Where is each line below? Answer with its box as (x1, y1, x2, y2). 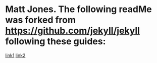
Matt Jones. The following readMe (5, 4, 152, 15)
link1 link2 (5, 52, 26, 58)
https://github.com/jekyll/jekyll (5, 25, 140, 36)
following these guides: (5, 36, 106, 47)
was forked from (5, 14, 76, 26)
